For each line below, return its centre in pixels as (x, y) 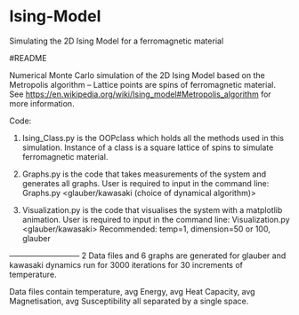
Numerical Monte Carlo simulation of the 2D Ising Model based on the (137, 75)
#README (28, 58)
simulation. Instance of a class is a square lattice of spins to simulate (148, 147)
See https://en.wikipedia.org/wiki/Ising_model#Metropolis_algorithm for (140, 94)
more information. (42, 103)
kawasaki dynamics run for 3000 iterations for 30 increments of (126, 264)
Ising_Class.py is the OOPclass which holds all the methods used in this (153, 138)
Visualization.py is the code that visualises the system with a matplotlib (152, 209)
